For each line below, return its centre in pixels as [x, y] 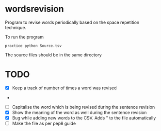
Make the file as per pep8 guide [44, 123]
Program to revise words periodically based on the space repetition [72, 22]
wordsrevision [34, 9]
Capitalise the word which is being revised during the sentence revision [83, 107]
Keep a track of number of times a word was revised [64, 88]
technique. [16, 27]
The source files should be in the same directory [53, 55]
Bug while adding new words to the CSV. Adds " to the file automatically [84, 118]
